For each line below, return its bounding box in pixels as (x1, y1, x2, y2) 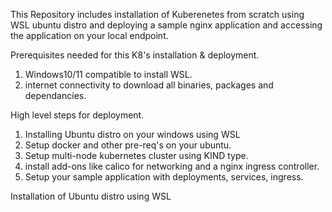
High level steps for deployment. (10, 109, 145, 121)
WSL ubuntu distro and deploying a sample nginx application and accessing (10, 19, 323, 31)
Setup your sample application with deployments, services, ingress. (24, 171, 304, 183)
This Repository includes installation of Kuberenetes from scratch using (10, 9, 305, 20)
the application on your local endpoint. (10, 30, 169, 41)
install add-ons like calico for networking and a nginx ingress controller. (24, 160, 320, 172)
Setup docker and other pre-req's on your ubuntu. (24, 139, 232, 151)
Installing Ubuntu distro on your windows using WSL (24, 129, 241, 140)
